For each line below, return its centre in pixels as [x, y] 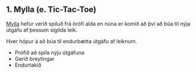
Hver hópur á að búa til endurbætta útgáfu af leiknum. [72, 41]
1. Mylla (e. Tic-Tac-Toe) [51, 10]
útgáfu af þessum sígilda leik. [42, 30]
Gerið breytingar [35, 58]
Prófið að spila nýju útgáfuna [49, 53]
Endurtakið [28, 65]
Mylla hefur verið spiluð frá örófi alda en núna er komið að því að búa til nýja [98, 23]
